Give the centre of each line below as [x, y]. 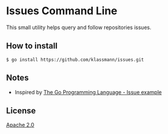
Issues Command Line [62, 11]
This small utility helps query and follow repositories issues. [79, 27]
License [21, 111]
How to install [32, 46]
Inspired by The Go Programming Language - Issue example [88, 92]
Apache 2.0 [20, 125]
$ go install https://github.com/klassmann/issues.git [75, 60]
